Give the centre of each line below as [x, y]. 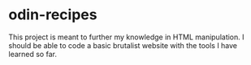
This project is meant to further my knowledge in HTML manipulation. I [127, 37]
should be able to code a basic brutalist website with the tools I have [123, 45]
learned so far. [32, 54]
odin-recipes [53, 15]
